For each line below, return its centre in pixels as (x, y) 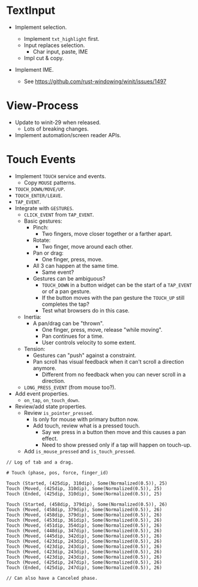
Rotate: (42, 240)
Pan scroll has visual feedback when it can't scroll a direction (108, 361)
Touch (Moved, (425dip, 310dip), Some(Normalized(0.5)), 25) (84, 488)
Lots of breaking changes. (56, 129)
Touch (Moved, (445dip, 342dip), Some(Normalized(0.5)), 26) (84, 536)
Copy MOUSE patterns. (50, 182)
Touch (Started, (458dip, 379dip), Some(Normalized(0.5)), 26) (87, 504)
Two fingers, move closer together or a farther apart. (107, 234)
